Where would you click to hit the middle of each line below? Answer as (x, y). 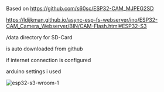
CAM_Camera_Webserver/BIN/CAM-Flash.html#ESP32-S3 (76, 26)
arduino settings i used (34, 71)
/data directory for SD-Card (39, 37)
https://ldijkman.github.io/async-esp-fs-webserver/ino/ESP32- (82, 20)
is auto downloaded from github (45, 49)
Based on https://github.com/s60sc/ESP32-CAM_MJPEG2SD (80, 8)
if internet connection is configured (49, 60)
